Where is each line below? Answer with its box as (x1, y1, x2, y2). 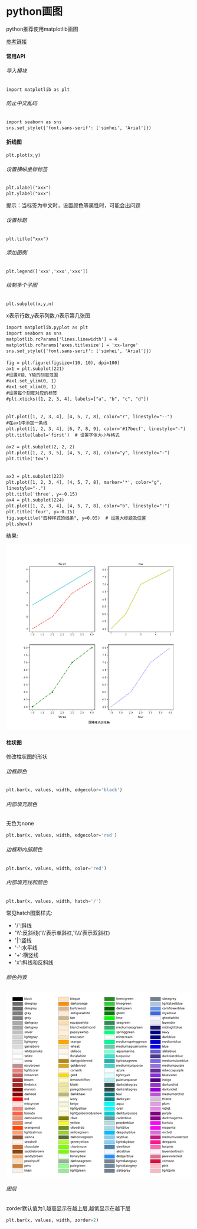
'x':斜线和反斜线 (14, 959, 54, 966)
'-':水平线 (14, 944, 38, 951)
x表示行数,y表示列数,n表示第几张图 (6, 312, 90, 319)
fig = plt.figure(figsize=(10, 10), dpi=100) (6, 360, 120, 366)
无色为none (6, 820, 34, 827)
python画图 (6, 5, 63, 18)
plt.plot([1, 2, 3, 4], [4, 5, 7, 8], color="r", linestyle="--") (6, 414, 173, 420)
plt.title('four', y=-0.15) (6, 509, 75, 514)
